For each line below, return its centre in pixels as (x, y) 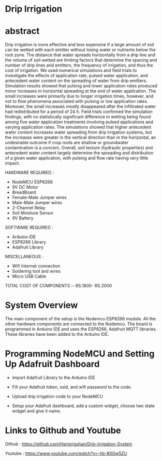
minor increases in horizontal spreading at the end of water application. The (81, 91)
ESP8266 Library (29, 242)
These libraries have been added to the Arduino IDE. (57, 334)
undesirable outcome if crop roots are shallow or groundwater (67, 143)
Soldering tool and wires (36, 271)
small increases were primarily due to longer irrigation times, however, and (79, 96)
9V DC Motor (25, 187)
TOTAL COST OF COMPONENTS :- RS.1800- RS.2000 (59, 286)
